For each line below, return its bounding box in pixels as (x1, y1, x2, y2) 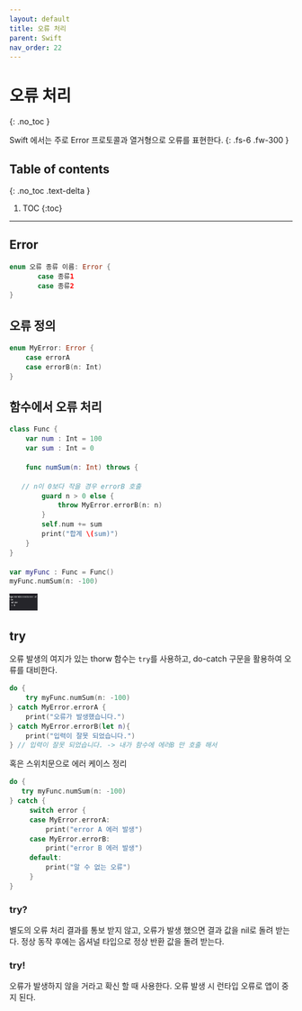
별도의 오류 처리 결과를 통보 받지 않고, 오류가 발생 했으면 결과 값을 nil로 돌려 (9, 924, 274, 936)
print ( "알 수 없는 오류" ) (45, 863, 132, 872)
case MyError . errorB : (29, 834, 111, 843)
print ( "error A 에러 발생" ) (45, 824, 144, 833)
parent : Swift (9, 33, 63, 42)
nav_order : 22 (9, 43, 63, 52)
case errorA (25, 353, 70, 362)
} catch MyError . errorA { (9, 703, 106, 712)
